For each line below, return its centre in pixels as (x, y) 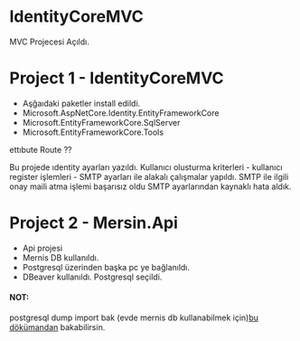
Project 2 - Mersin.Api (94, 223)
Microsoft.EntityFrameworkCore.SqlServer (101, 122)
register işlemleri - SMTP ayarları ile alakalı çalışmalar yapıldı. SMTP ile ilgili (149, 176)
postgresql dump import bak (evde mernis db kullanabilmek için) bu (134, 317)
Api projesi (42, 248)
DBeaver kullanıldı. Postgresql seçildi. (92, 277)
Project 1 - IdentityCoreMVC (117, 78)
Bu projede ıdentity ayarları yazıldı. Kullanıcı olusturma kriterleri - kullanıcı (146, 167)
